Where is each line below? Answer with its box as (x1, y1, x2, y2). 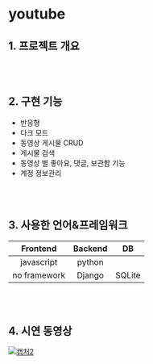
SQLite (115, 270, 141, 281)
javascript (19, 256, 58, 267)
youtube (8, 5, 66, 23)
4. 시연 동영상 (8, 324, 72, 338)
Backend (72, 243, 108, 254)
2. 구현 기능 (8, 94, 63, 109)
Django (76, 270, 105, 281)
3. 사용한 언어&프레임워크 (8, 219, 128, 232)
